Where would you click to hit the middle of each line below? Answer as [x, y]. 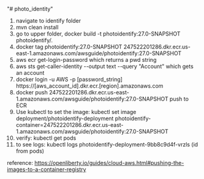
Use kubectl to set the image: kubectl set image [76, 112]
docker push [32, 92]
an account [30, 73]
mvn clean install [37, 27]
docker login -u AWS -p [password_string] [69, 79]
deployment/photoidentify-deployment [65, 118]
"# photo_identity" [30, 9]
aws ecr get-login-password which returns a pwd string [86, 60]
